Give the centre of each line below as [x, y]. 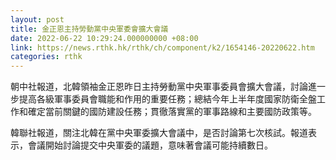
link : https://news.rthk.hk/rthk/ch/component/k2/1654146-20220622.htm [162, 47]
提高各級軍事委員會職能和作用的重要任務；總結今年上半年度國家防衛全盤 [167, 99]
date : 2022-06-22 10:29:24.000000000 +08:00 [104, 38]
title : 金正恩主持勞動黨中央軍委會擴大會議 [89, 29]
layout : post [37, 19]
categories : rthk [46, 57]
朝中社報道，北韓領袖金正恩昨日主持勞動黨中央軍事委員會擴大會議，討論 [159, 87]
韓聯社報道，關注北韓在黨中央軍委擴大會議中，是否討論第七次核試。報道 [159, 133]
